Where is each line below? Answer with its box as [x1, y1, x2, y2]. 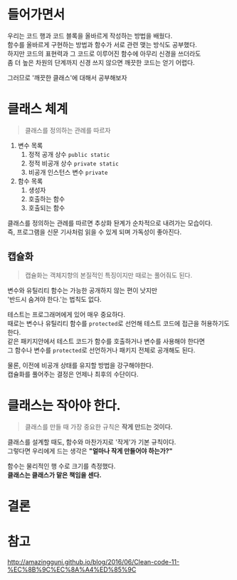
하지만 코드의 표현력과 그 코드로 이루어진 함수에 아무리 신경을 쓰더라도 [7, 49, 201, 58]
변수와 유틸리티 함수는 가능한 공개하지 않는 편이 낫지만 [7, 286, 158, 295]
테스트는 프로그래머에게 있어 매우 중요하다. [7, 310, 126, 318]
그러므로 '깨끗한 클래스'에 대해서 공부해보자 [7, 73, 127, 82]
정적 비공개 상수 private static [28, 158, 119, 168]
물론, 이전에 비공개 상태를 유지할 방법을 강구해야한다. [7, 361, 154, 370]
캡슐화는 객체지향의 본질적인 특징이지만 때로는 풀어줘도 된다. [24, 270, 193, 279]
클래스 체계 [7, 101, 68, 118]
